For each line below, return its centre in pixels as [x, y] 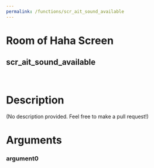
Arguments [34, 140]
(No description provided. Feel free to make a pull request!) [78, 116]
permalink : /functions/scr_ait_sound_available [65, 11]
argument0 [23, 158]
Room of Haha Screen [60, 40]
